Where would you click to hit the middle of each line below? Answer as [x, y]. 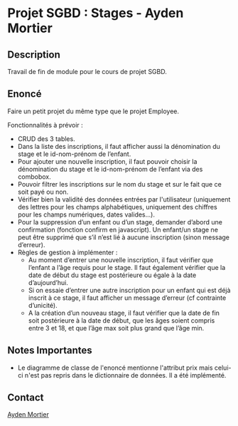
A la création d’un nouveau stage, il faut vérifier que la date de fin [124, 313]
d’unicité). [43, 305]
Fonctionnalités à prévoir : [45, 125]
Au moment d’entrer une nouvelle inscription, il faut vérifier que [121, 260]
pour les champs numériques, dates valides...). [86, 214]
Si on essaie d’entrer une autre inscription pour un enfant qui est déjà [129, 290]
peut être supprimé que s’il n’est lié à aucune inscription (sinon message [123, 237]
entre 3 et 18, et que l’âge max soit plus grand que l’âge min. [116, 328]
